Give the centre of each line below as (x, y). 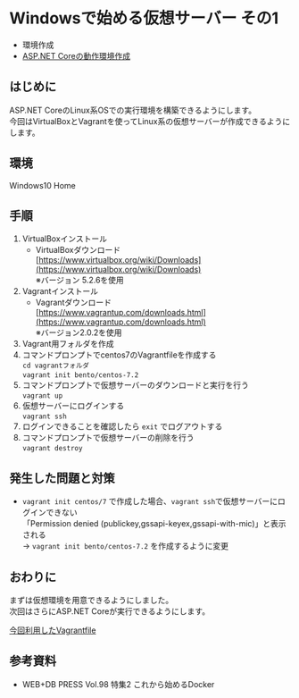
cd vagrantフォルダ (55, 366)
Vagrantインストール (60, 291)
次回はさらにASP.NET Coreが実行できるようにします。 (110, 611)
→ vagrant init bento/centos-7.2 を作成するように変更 (125, 546)
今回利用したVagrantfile (53, 630)
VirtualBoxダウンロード (78, 250)
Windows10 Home (42, 185)
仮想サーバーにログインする (73, 406)
